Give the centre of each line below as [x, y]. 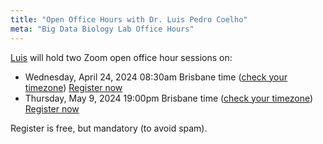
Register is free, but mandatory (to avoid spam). [109, 128]
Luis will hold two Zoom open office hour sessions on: [121, 57]
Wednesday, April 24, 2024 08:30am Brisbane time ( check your [156, 77]
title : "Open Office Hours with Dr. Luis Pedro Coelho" [129, 19]
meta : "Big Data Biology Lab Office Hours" [102, 29]
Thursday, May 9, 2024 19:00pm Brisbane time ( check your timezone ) [169, 98]
